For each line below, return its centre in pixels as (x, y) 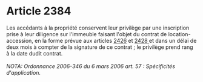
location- (179, 34)
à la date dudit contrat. (35, 53)
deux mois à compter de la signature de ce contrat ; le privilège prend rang (100, 47)
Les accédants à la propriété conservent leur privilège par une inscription (98, 28)
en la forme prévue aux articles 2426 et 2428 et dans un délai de (115, 40)
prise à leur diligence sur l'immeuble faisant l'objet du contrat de (87, 34)
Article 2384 (39, 11)
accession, (20, 40)
